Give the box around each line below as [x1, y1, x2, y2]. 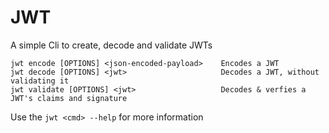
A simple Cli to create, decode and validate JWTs [10, 39, 213, 51]
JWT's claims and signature [10, 93, 128, 103]
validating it [10, 76, 70, 86]
